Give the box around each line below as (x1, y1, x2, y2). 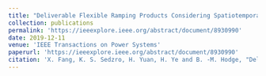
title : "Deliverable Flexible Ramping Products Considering (8, 11, 211, 20)
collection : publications (8, 19, 93, 27)
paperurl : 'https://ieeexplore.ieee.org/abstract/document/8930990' (8, 48, 239, 56)
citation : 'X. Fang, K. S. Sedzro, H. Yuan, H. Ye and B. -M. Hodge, (8, 56, 243, 64)
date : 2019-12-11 (8, 33, 66, 42)
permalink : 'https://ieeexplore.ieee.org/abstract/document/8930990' (8, 26, 243, 34)
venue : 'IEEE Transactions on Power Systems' (8, 41, 161, 49)
